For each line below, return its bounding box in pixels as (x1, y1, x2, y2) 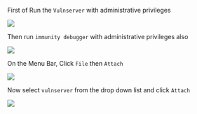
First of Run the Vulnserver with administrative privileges (7, 6, 171, 14)
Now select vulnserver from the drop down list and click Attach (7, 86, 191, 94)
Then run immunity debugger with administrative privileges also (7, 33, 189, 41)
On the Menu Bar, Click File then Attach (7, 59, 123, 67)
